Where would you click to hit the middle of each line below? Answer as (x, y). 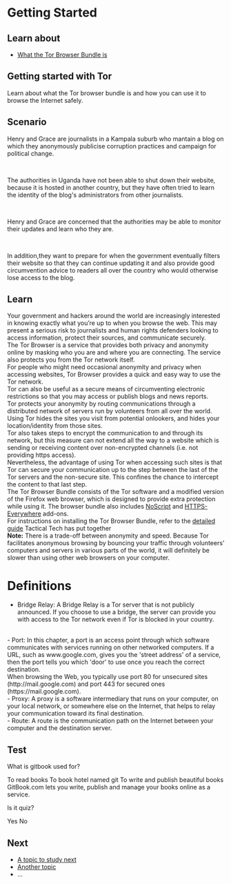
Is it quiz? (21, 808)
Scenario (27, 122)
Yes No (17, 821)
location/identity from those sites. (55, 426)
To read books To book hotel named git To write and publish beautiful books (115, 780)
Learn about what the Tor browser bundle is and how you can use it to (107, 93)
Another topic (37, 867)
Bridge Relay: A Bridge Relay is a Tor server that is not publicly (106, 605)
